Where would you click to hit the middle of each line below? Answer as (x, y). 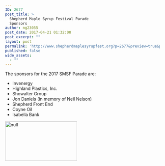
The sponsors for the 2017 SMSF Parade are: (51, 74)
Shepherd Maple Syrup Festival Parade (49, 19)
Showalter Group (29, 94)
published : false (23, 51)
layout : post (18, 42)
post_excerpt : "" (23, 37)
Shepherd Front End (32, 104)
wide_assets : (18, 55)
